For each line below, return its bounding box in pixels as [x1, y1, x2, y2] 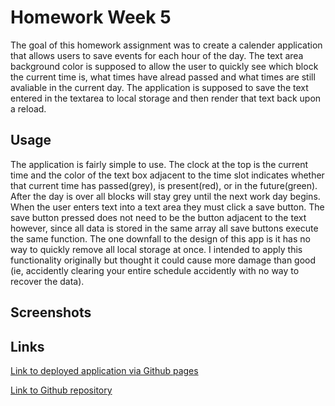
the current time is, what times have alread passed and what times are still [10, 71, 316, 83]
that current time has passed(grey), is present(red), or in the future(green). [10, 179, 318, 191]
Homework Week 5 [10, 6, 172, 29]
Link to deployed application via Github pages [10, 364, 199, 376]
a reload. [10, 102, 47, 115]
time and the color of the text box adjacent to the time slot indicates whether [10, 169, 325, 181]
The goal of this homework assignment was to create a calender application [10, 39, 323, 51]
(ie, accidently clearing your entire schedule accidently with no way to [10, 264, 300, 276]
